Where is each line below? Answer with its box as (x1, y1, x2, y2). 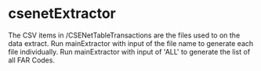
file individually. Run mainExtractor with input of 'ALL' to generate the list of (8, 47, 251, 56)
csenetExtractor (8, 5, 116, 23)
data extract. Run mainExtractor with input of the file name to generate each (8, 38, 254, 48)
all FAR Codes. (8, 55, 55, 65)
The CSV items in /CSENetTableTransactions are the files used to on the (8, 30, 241, 40)
